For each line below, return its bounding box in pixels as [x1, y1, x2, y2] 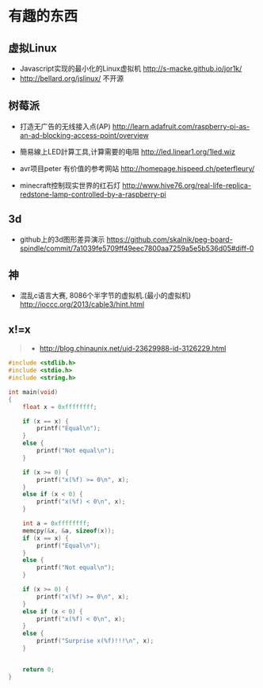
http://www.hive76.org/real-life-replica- [122, 180, 252, 190]
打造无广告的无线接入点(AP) [19, 121, 111, 131]
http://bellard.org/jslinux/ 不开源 [19, 74, 124, 83]
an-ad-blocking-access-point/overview [19, 130, 149, 140]
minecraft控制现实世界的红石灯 [19, 180, 121, 190]
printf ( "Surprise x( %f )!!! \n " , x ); [36, 637, 154, 645]
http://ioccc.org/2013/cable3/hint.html [19, 300, 145, 309]
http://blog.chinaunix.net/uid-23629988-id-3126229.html [39, 344, 227, 354]
